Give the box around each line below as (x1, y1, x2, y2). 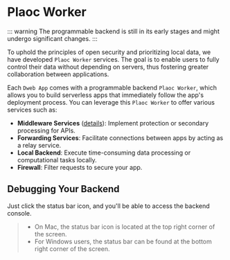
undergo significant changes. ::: (7, 34, 98, 42)
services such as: (7, 105, 57, 114)
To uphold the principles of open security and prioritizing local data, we (7, 48, 211, 56)
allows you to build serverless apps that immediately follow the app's (7, 91, 204, 99)
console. (7, 209, 33, 217)
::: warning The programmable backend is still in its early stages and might (7, 27, 220, 35)
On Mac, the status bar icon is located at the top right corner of (34, 223, 215, 231)
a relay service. (17, 141, 62, 149)
